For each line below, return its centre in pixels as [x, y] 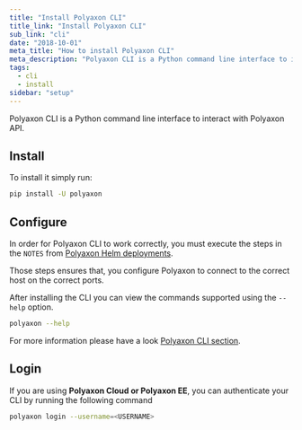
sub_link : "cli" [40, 34]
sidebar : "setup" [42, 92]
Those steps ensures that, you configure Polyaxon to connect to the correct [150, 271]
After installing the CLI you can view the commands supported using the [143, 298]
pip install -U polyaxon [56, 194]
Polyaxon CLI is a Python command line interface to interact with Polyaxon [147, 118]
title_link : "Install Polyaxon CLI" [78, 26]
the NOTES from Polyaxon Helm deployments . [91, 253]
